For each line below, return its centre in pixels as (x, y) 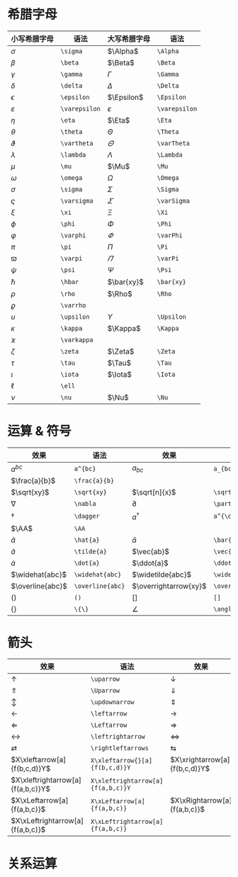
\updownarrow (113, 702)
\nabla (85, 504)
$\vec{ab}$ (151, 551)
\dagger (87, 516)
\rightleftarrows (120, 748)
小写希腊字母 (33, 38)
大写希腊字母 (129, 38)
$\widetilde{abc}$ (162, 575)
